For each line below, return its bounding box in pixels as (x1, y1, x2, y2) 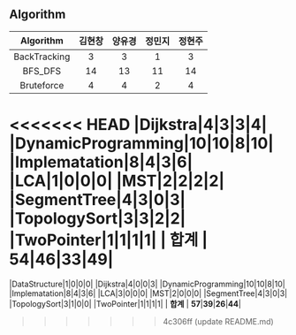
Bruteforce (19, 79, 65, 91)
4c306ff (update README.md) (163, 316, 274, 326)
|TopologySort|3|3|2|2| (9, 209, 186, 228)
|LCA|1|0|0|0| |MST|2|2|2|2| (9, 171, 225, 191)
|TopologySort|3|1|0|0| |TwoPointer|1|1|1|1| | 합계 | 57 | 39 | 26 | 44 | (9, 298, 241, 308)
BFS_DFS (22, 65, 62, 77)
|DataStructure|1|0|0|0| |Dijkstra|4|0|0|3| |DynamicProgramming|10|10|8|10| (9, 278, 285, 289)
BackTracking (13, 50, 71, 63)
